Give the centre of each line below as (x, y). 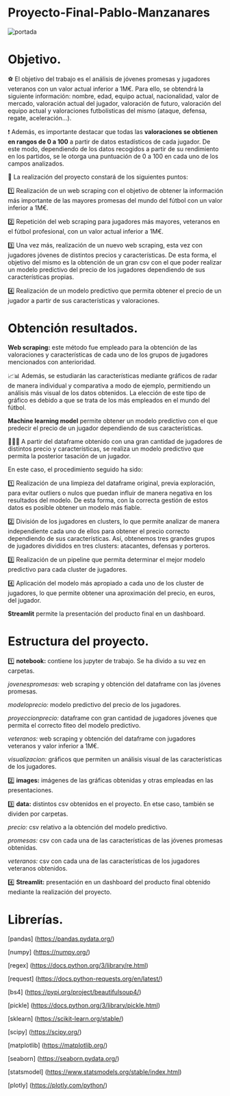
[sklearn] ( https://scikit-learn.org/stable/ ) (66, 1018)
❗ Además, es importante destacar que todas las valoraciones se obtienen (113, 131)
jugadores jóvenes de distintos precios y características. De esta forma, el (112, 255)
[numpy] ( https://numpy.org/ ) (49, 952)
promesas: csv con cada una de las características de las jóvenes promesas (115, 840)
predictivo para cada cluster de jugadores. (67, 569)
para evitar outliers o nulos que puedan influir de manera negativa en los (110, 493)
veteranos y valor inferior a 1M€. (53, 746)
